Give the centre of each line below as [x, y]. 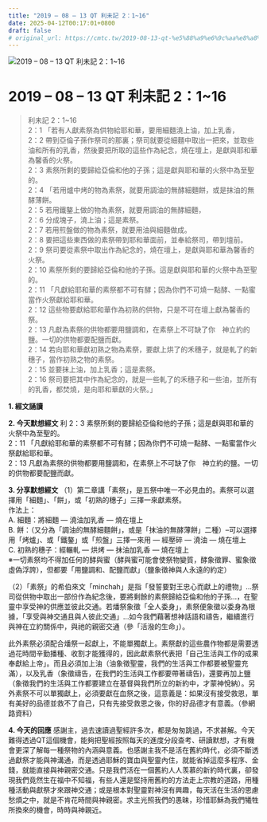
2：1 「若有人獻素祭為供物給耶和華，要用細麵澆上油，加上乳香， [133, 130]
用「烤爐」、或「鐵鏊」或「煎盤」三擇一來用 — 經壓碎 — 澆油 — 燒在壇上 [127, 540]
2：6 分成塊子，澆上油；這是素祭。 [85, 220]
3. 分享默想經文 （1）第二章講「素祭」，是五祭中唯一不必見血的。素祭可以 [128, 490]
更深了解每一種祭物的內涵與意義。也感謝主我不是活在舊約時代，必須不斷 [133, 750]
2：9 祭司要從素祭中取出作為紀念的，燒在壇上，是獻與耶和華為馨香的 [141, 250]
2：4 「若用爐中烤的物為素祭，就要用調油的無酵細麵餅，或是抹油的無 [141, 190]
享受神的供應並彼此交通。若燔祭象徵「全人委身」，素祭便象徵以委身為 [135, 607]
